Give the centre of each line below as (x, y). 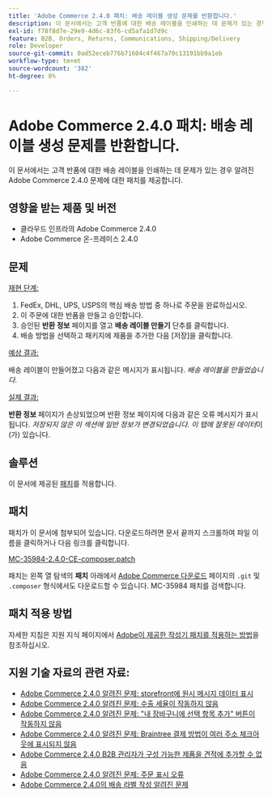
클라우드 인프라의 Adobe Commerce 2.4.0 (88, 229)
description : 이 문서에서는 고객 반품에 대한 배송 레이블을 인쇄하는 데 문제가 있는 (130, 23)
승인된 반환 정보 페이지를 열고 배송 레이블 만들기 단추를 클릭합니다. (124, 325)
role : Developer (36, 46)
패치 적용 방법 (40, 614)
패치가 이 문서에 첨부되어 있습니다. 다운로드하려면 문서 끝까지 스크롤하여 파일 (130, 532)
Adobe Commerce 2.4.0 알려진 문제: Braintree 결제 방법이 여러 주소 (129, 734)
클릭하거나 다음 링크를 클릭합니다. (76, 542)
